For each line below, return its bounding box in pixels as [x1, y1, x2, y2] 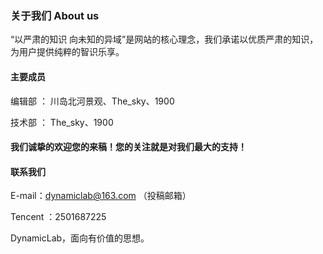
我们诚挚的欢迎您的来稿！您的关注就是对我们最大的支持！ [10, 141, 247, 153]
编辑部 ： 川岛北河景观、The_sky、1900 [10, 95, 175, 107]
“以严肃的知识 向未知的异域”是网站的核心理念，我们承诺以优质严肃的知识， [10, 33, 319, 46]
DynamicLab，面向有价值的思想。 [10, 232, 150, 244]
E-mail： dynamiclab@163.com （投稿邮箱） [10, 190, 192, 202]
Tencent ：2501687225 [10, 211, 107, 223]
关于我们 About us [10, 8, 100, 22]
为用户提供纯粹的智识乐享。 [10, 46, 125, 58]
